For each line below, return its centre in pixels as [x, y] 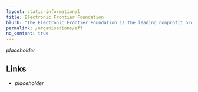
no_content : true [27, 34]
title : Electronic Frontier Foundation [55, 17]
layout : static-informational [43, 11]
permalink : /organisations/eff [44, 28]
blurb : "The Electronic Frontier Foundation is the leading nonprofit [95, 22]
